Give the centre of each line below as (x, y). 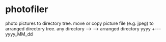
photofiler (27, 9)
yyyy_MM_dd (19, 34)
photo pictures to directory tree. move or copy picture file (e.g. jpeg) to (79, 23)
